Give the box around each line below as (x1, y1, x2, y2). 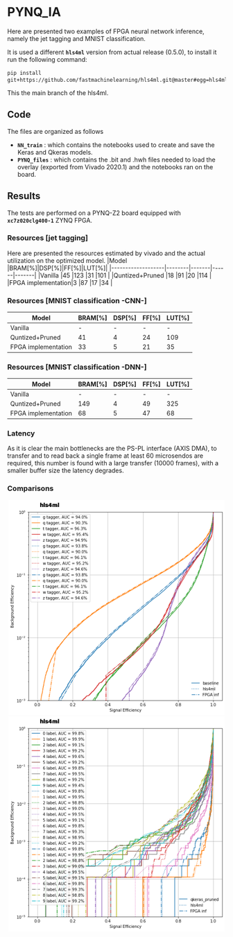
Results (7, 190, 41, 202)
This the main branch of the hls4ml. (7, 88, 109, 97)
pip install (7, 69, 42, 76)
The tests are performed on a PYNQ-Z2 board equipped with (7, 209, 182, 217)
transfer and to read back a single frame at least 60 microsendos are (7, 452, 203, 460)
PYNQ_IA (7, 4, 61, 20)
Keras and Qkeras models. (17, 148, 93, 156)
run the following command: (7, 55, 88, 63)
